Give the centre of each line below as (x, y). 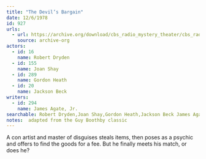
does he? (18, 150)
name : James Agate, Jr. (48, 109)
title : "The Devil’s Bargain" (45, 12)
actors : (16, 46)
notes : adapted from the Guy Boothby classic (67, 120)
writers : (17, 97)
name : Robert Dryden (44, 57)
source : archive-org (44, 40)
